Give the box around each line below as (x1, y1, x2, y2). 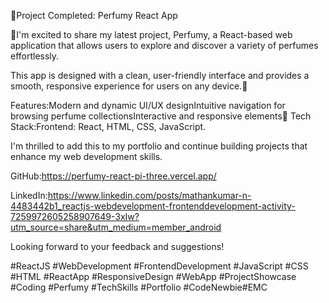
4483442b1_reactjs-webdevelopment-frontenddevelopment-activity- (10, 200, 296, 212)
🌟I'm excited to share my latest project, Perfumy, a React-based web (10, 29, 293, 40)
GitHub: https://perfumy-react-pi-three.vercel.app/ (10, 170, 217, 182)
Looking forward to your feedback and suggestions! (10, 241, 225, 252)
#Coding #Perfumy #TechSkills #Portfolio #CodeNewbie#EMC (10, 281, 268, 293)
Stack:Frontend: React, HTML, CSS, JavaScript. (10, 121, 207, 132)
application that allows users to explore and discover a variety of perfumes (10, 40, 319, 51)
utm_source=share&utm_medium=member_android (10, 221, 222, 233)
